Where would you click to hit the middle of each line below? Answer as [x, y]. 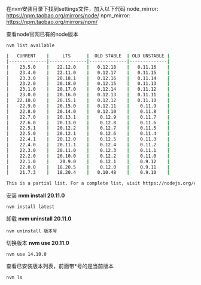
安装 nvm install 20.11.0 [36, 195]
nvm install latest [31, 207]
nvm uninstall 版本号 [32, 231]
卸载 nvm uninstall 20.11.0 [39, 219]
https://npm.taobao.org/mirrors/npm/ [52, 22]
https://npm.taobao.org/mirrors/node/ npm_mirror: [68, 16]
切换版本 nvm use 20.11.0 [38, 243]
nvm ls [14, 278]
